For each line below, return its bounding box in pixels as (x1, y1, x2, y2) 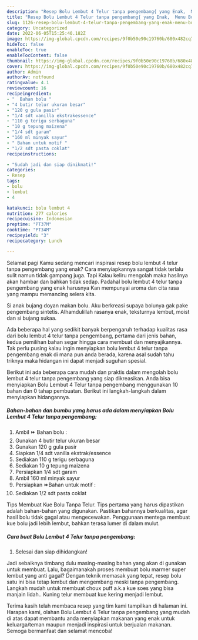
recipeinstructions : (6, 151, 58, 157)
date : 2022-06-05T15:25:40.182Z (6, 31, 86, 37)
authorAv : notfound (6, 74, 55, 80)
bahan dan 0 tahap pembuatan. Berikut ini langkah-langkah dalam (6, 387, 166, 394)
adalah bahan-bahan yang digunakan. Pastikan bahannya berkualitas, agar (6, 507, 188, 514)
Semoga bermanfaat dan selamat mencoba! (6, 627, 113, 634)
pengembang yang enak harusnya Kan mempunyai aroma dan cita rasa (6, 284, 179, 291)
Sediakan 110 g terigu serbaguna (15, 456, 95, 463)
